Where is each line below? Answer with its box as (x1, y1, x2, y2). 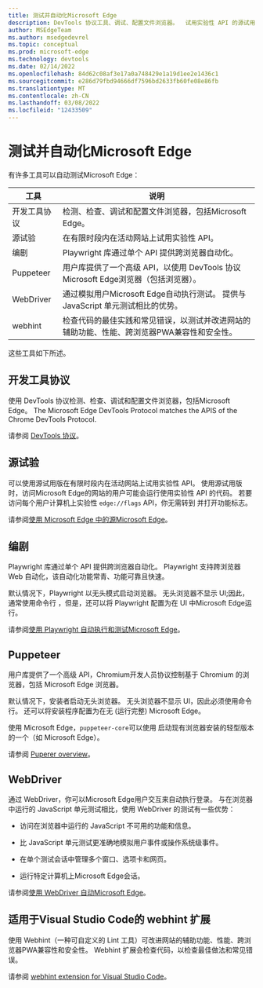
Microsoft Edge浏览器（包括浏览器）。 (62, 273, 201, 284)
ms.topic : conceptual (8, 41, 79, 49)
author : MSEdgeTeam (8, 26, 72, 34)
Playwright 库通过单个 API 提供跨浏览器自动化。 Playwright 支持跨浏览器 (8, 562, 241, 572)
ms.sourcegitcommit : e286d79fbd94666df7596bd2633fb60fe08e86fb (8, 77, 219, 85)
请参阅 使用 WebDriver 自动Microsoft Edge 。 (8, 888, 150, 897)
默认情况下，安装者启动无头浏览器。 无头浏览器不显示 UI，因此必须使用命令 (8, 697, 253, 706)
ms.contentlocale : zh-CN (8, 92, 89, 100)
